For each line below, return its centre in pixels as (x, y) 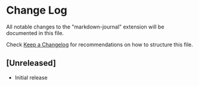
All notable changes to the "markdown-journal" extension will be (85, 27)
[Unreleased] (31, 63)
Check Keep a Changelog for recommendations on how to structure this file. (100, 44)
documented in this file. (35, 33)
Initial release (31, 77)
